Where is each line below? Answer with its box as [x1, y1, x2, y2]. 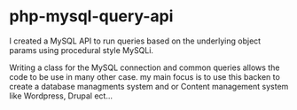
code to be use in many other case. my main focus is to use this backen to [9, 71, 281, 82]
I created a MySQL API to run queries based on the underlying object [9, 35, 262, 46]
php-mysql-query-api [9, 6, 174, 27]
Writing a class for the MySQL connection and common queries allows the [9, 62, 280, 73]
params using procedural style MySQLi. [9, 44, 153, 55]
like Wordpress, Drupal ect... [9, 90, 113, 101]
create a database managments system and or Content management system [9, 81, 289, 91]
